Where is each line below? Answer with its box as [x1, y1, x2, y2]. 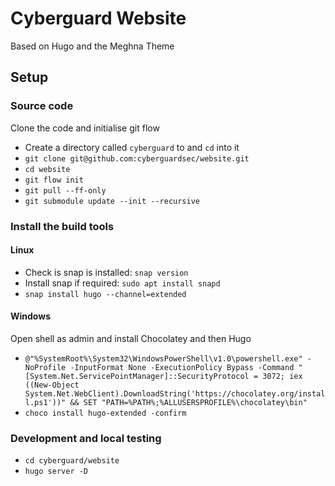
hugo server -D [24, 467, 89, 477]
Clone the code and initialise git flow [10, 122, 160, 134]
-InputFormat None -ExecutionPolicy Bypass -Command [69, 362, 295, 372]
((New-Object [24, 380, 80, 390]
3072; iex [262, 371, 303, 381]
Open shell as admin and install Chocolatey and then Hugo [10, 332, 252, 344]
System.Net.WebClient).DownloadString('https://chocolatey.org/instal [24, 388, 326, 399]
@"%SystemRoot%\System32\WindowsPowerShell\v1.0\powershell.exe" [24, 353, 303, 364]
